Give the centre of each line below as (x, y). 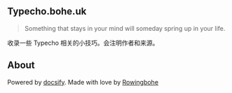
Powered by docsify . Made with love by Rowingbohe (83, 82)
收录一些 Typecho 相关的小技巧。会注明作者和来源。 (83, 43)
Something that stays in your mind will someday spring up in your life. (125, 28)
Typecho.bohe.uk (47, 12)
